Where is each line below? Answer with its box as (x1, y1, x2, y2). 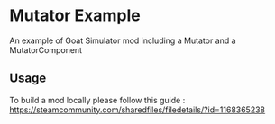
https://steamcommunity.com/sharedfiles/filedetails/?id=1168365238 (9, 104, 266, 115)
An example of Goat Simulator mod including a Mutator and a (9, 35, 236, 46)
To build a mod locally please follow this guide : (9, 94, 186, 105)
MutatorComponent (9, 44, 83, 55)
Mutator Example (9, 5, 142, 26)
